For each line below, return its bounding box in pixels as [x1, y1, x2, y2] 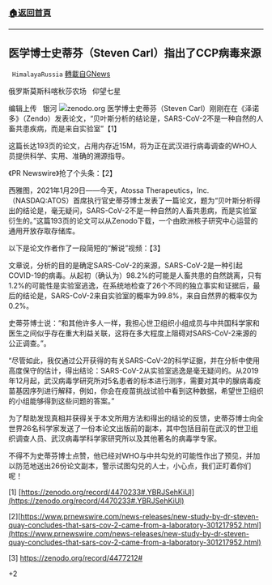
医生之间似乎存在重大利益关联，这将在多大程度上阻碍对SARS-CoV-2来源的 [8, 328, 257, 338]
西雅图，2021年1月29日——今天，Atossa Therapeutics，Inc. [8, 186, 210, 195]
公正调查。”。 [8, 339, 51, 348]
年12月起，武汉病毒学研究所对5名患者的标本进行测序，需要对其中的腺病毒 [8, 376, 254, 386]
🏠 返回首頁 [8, 6, 52, 18]
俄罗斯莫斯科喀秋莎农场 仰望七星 [8, 87, 121, 96]
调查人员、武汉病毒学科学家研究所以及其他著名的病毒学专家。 [15, 433, 221, 443]
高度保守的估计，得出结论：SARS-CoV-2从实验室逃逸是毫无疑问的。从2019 [8, 366, 259, 376]
